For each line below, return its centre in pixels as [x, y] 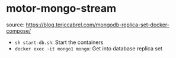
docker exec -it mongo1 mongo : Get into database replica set [89, 48]
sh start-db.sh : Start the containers [59, 42]
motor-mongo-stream [61, 8]
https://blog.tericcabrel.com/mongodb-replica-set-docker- [98, 25]
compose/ [19, 30]
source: [15, 25]
